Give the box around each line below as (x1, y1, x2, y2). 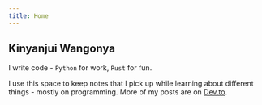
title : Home (8, 11, 49, 20)
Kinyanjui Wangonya (8, 42, 116, 56)
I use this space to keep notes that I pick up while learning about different (8, 78, 254, 89)
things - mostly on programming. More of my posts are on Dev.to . (8, 87, 228, 97)
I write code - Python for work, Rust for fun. (8, 63, 152, 73)
